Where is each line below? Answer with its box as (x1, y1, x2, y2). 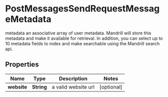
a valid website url (52, 83, 95, 90)
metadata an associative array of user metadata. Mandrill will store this (5, 30, 151, 36)
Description (59, 75, 88, 82)
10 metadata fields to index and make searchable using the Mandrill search (5, 40, 160, 46)
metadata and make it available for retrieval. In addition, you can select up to (5, 35, 163, 41)
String (32, 83, 47, 90)
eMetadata (5, 13, 52, 25)
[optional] (99, 83, 123, 90)
